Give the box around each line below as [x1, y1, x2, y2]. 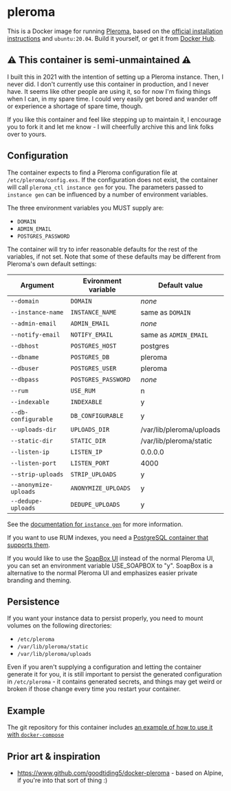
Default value [157, 280, 203, 290]
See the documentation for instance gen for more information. [7, 520, 184, 528]
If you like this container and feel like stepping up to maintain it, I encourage [7, 115, 221, 123]
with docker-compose [7, 730, 64, 739]
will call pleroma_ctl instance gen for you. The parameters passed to [7, 183, 204, 191]
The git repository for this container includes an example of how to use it [7, 723, 213, 732]
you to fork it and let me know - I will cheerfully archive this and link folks [7, 122, 214, 131]
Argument [20, 280, 54, 290]
